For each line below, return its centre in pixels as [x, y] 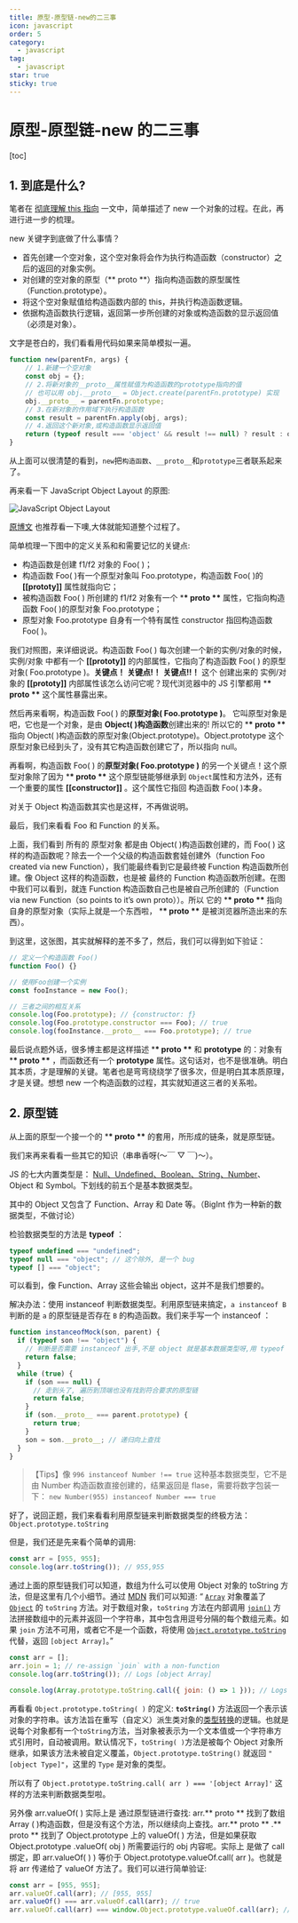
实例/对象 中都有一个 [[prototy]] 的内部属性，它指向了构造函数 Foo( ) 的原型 [148, 661]
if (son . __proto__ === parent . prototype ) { [107, 1415]
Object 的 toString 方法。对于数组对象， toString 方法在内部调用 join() [141, 1608]
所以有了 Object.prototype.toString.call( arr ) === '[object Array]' [141, 1783]
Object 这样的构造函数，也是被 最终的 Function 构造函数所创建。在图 [160, 878]
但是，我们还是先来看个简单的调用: [73, 1542]
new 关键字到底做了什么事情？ [65, 239]
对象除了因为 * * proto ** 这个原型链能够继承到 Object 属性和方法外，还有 [149, 777]
